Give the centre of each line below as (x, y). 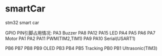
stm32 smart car (22, 22)
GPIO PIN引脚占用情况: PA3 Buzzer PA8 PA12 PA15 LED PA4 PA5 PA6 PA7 (80, 32)
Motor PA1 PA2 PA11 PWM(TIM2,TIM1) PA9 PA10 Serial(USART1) (70, 38)
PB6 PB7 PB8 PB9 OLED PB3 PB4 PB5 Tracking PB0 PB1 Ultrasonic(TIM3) (81, 48)
